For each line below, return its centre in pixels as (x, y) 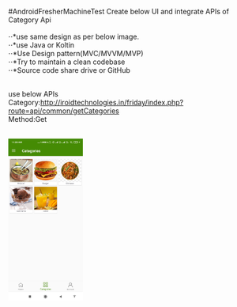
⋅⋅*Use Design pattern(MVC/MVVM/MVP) (76, 53)
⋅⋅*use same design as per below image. (74, 36)
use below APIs (34, 94)
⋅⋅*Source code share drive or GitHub (69, 70)
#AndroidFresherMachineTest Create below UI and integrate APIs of (118, 11)
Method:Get (28, 119)
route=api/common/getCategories (64, 111)
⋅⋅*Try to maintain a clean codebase (67, 62)
